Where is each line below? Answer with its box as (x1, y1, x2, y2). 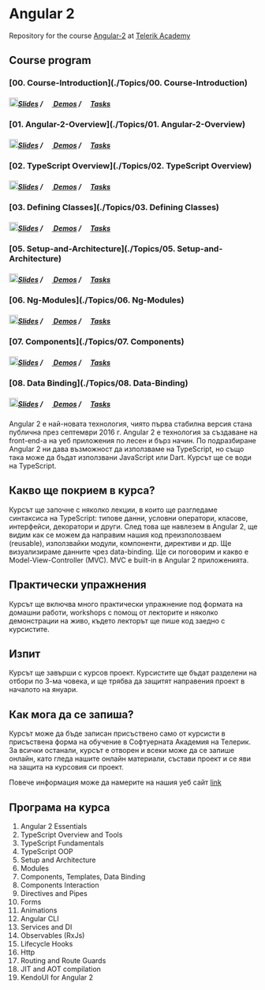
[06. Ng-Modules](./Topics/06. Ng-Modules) (9, 295, 185, 306)
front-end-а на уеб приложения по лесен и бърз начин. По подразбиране (9, 436, 257, 445)
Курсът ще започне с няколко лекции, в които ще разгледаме (9, 505, 218, 514)
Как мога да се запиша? (9, 708, 134, 721)
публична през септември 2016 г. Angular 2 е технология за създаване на (9, 427, 258, 437)
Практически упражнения (9, 578, 147, 592)
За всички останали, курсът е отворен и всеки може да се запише (9, 746, 235, 755)
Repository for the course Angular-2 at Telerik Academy (9, 31, 191, 40)
